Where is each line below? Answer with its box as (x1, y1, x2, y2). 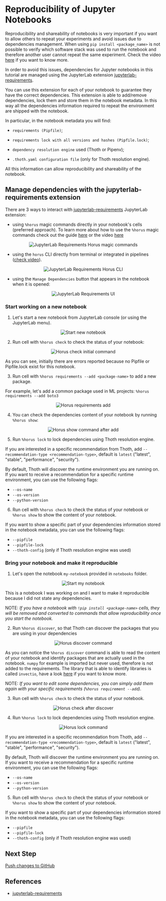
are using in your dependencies (12, 630, 77, 636)
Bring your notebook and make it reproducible (5, 559, 118, 566)
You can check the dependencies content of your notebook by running (12, 412, 157, 418)
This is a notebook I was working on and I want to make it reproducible (5, 590, 150, 596)
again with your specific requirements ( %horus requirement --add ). (5, 686, 142, 692)
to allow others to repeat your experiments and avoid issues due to (5, 36, 142, 42)
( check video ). (12, 256, 42, 262)
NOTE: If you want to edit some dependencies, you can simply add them (5, 681, 154, 687)
